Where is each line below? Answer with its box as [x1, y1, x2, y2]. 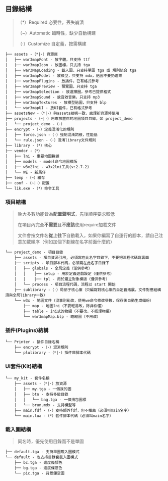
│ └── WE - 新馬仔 [5, 170, 46, 175]
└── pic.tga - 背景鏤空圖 [14, 471, 65, 476]
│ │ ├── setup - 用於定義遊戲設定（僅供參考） [14, 271, 114, 276]
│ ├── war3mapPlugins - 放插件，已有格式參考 [5, 78, 99, 83]
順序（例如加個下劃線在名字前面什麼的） [31, 239, 115, 245]
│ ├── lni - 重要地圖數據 [5, 154, 59, 159]
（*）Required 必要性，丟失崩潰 [17, 19, 84, 25]
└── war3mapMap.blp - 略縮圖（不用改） [23, 314, 101, 319]
